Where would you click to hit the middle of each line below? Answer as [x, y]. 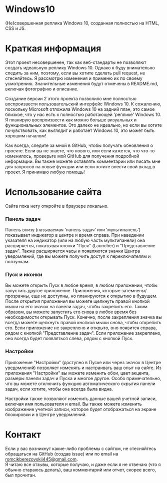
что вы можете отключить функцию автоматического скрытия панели [80, 384]
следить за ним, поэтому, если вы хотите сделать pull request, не [75, 73]
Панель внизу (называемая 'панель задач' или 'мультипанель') [73, 230]
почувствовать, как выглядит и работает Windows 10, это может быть [80, 130]
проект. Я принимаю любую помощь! [45, 172]
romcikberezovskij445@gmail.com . [42, 459]
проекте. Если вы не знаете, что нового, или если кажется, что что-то [80, 150]
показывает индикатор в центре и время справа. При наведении [75, 235]
